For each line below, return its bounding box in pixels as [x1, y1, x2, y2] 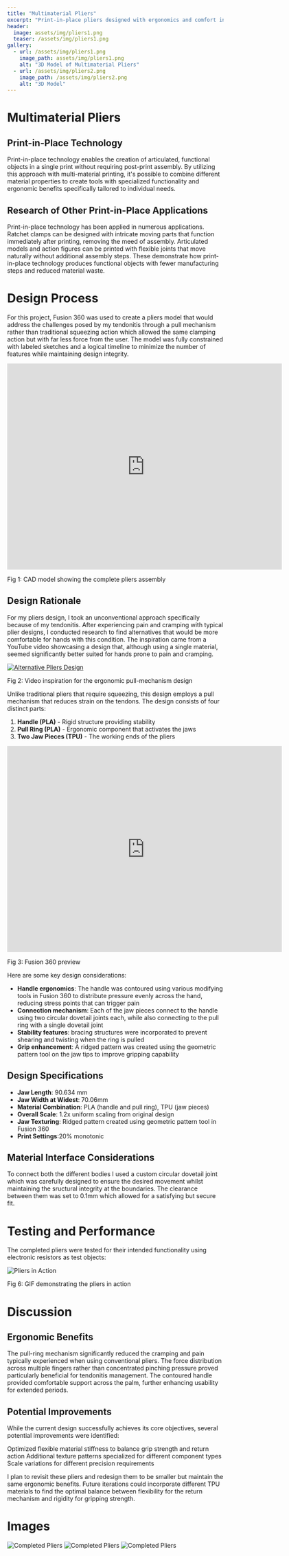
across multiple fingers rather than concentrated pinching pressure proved [7, 1364, 218, 1373]
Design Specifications [7, 1070, 104, 1082]
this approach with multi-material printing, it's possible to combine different [7, 170, 220, 179]
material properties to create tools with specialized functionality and [7, 177, 200, 185]
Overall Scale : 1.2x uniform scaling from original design [16, 1110, 174, 1118]
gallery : [7, 42, 32, 49]
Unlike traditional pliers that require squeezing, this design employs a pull [7, 690, 214, 698]
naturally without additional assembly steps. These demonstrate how [7, 252, 202, 260]
